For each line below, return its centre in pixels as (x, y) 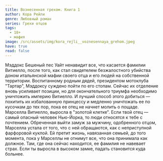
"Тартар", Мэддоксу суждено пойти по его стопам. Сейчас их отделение (82, 86)
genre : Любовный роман (28, 19)
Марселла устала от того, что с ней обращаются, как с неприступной (78, 128)
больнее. (15, 154)
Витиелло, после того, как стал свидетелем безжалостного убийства (78, 70)
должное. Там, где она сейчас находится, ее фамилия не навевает (75, 143)
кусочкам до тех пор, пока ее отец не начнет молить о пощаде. (72, 107)
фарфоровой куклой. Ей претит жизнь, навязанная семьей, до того (76, 133)
